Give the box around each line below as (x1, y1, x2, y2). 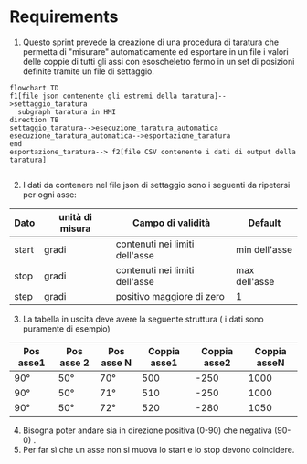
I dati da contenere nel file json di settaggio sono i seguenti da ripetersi (22, 179, 291, 190)
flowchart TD (9, 83, 59, 92)
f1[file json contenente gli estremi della (9, 91, 178, 100)
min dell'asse (236, 243, 293, 256)
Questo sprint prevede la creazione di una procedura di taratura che (22, 37, 280, 47)
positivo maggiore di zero (115, 290, 226, 302)
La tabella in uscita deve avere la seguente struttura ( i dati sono (22, 313, 264, 324)
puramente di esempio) (22, 322, 111, 334)
